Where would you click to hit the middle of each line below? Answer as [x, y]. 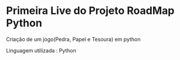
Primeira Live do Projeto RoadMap [90, 11]
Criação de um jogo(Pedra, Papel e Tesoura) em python [73, 39]
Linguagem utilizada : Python [41, 50]
